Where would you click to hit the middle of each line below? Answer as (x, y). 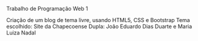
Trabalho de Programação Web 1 (47, 9)
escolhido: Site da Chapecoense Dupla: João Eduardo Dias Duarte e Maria (99, 26)
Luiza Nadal (21, 33)
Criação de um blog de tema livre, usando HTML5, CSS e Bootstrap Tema (98, 20)
